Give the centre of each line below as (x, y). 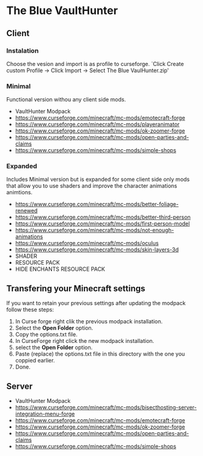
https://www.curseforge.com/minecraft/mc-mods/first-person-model (102, 224)
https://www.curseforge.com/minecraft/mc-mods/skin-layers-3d (97, 250)
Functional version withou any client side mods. (66, 100)
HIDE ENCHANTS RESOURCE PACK (60, 269)
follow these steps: (30, 310)
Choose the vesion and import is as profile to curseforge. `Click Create (95, 64)
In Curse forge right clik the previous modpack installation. (89, 322)
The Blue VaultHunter (62, 11)
